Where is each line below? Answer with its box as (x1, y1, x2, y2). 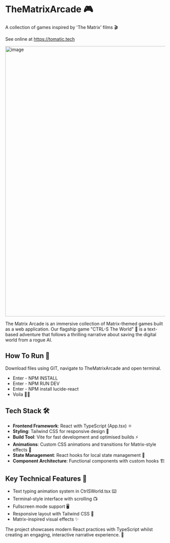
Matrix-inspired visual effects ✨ (12, 516, 79, 522)
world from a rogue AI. (5, 337, 52, 343)
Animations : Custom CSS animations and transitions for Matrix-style (12, 441, 156, 447)
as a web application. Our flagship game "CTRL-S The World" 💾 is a (5, 326, 147, 332)
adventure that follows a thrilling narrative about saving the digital (19, 331, 156, 337)
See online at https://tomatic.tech (5, 36, 75, 42)
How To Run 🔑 (5, 351, 50, 360)
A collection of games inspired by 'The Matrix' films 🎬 (5, 24, 118, 30)
